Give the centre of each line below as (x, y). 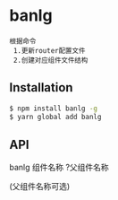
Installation (41, 87)
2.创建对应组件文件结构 (51, 60)
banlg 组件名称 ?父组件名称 (59, 168)
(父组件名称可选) (40, 187)
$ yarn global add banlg (55, 117)
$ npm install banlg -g (54, 109)
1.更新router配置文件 (49, 50)
